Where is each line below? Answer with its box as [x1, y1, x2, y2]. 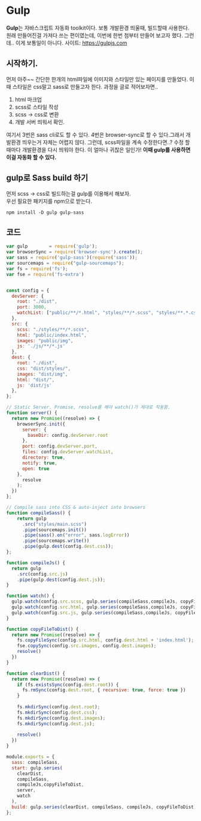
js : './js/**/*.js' [17, 343, 66, 349]
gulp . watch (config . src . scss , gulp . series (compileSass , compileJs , [11, 598, 178, 605]
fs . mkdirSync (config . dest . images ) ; [17, 715, 106, 721]
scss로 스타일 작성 [14, 103, 59, 110]
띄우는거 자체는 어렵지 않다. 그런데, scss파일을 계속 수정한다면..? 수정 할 [22, 139, 190, 146]
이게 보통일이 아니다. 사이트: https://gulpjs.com [15, 39, 127, 46]
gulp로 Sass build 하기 [6, 173, 89, 183]
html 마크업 [14, 95, 42, 103]
